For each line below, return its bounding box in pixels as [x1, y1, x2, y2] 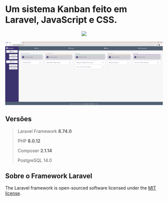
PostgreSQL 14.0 [17, 157, 52, 163]
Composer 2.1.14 [17, 147, 52, 153]
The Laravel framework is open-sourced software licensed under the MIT [5, 185, 156, 191]
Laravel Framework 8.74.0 [17, 128, 72, 134]
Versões [5, 115, 32, 123]
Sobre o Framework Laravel [5, 171, 92, 180]
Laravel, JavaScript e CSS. [5, 14, 117, 26]
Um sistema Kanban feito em [5, 4, 127, 15]
